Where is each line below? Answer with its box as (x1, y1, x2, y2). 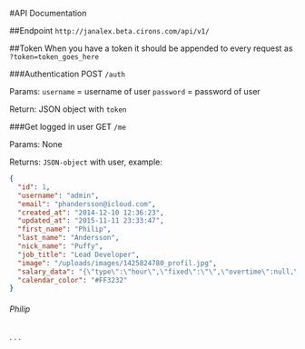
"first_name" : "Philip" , (17, 224, 112, 234)
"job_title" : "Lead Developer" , (17, 250, 141, 259)
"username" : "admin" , (17, 191, 100, 200)
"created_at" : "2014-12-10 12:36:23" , (17, 208, 165, 217)
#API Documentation (9, 8, 87, 18)
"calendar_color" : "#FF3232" (17, 275, 128, 284)
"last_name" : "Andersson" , (17, 234, 120, 243)
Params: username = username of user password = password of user (9, 86, 261, 96)
